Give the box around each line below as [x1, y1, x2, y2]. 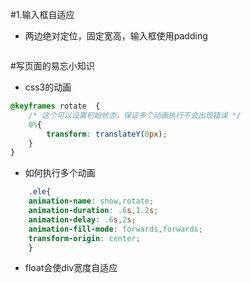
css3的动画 [24, 81, 72, 93]
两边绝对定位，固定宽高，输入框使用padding [24, 30, 208, 42]
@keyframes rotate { [10, 101, 101, 111]
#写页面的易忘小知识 [10, 60, 95, 72]
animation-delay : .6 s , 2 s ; [28, 214, 137, 225]
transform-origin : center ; [28, 233, 141, 243]
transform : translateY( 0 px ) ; [46, 129, 168, 139]
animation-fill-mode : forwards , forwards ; [28, 224, 203, 234]
